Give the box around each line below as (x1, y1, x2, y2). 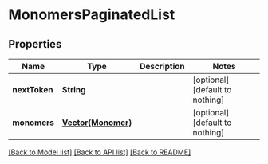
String (61, 84, 86, 95)
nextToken (12, 84, 53, 95)
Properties (8, 37, 62, 51)
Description (139, 61, 185, 72)
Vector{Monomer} (61, 117, 132, 128)
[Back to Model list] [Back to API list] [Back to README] (8, 147, 191, 157)
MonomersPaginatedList (8, 6, 175, 24)
